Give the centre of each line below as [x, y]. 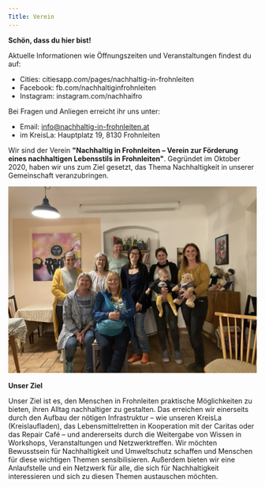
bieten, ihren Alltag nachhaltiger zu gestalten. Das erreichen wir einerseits [129, 409]
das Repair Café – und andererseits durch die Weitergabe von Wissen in [125, 434]
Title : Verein [32, 17]
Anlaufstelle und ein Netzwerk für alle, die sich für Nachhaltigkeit [114, 468]
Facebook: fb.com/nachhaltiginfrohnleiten [88, 88]
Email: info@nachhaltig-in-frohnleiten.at [84, 126]
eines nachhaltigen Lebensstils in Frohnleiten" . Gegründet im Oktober [124, 159]
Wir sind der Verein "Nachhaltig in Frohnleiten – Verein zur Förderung [123, 150]
